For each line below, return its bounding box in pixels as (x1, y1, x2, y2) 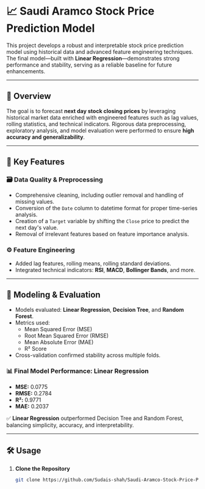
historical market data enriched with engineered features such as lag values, (6, 114, 199, 121)
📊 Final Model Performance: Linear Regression (6, 367, 149, 375)
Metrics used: (15, 318, 50, 326)
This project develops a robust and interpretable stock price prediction (6, 42, 184, 49)
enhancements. (6, 67, 46, 75)
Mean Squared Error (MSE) (24, 325, 93, 333)
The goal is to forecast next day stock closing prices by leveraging (6, 107, 176, 114)
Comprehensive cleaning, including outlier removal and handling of (15, 191, 184, 199)
